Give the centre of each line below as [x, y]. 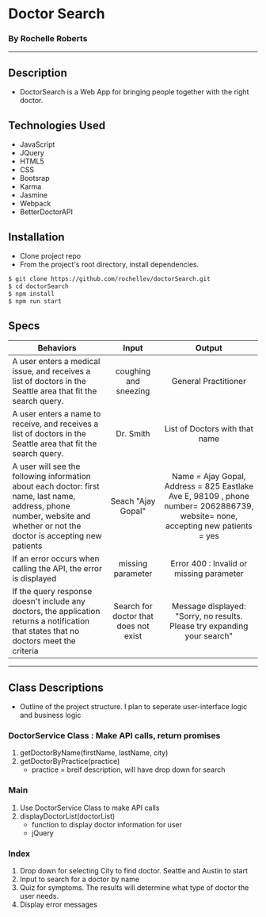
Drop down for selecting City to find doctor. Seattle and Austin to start [133, 870]
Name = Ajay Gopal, [209, 477]
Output [209, 348]
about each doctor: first [56, 486]
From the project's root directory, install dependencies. [109, 264]
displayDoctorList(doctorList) [67, 816]
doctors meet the [44, 641]
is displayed [34, 578]
